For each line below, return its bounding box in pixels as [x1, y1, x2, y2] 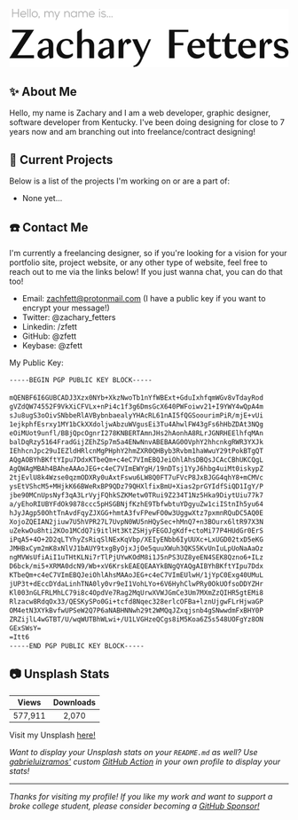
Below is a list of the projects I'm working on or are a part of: [9, 176, 231, 186]
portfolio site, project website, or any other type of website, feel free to [9, 257, 268, 268]
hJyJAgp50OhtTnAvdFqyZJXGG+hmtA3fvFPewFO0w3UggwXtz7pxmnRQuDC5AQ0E [9, 509, 264, 518]
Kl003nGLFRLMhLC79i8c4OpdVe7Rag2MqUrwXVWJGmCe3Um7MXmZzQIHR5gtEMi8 [9, 589, 264, 597]
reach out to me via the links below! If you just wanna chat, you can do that [9, 267, 284, 277]
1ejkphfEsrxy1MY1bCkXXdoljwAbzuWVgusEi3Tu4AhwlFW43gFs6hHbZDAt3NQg [9, 420, 264, 429]
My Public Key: [9, 357, 64, 368]
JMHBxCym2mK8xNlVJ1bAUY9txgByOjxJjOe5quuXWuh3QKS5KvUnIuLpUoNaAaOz [9, 544, 264, 553]
